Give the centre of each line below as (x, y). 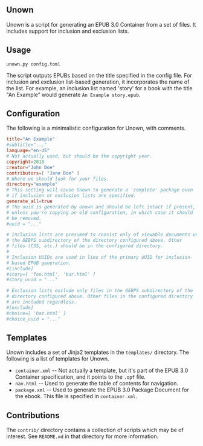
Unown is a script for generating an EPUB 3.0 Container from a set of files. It (101, 24)
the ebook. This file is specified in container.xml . (76, 396)
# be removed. (24, 218)
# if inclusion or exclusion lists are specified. (71, 196)
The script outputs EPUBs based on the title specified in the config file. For (99, 75)
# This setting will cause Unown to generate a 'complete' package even (100, 190)
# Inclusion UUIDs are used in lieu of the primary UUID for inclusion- (100, 257)
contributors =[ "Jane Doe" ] (43, 173)
